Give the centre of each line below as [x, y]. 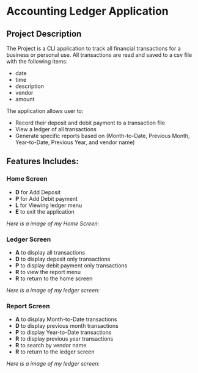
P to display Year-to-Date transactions [63, 332]
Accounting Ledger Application [88, 11]
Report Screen [28, 306]
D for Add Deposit [38, 192]
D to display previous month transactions [67, 326]
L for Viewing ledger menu [49, 205]
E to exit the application [45, 211]
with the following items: [37, 61]
